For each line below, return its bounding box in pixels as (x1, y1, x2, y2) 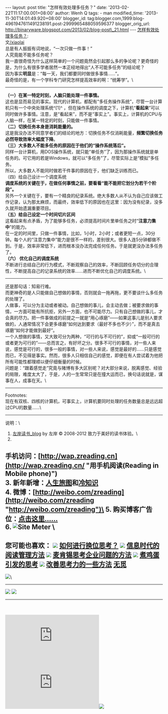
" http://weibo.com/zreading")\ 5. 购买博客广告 (5, 505, 152, 514)
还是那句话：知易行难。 (5, 283, 53, 289)
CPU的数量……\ (9, 405, 41, 410)
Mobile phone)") (5, 469, 57, 478)
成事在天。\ (22, 378, 46, 383)
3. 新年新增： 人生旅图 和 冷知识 (5, 479, 98, 487)
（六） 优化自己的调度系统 (5, 256, 59, 261)
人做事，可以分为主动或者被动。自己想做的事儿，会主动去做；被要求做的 (5, 302, 154, 308)
